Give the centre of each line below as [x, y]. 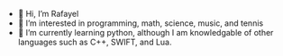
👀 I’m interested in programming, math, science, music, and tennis [141, 23]
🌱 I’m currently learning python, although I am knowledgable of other [146, 32]
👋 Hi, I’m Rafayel [48, 14]
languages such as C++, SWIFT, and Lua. [95, 42]
